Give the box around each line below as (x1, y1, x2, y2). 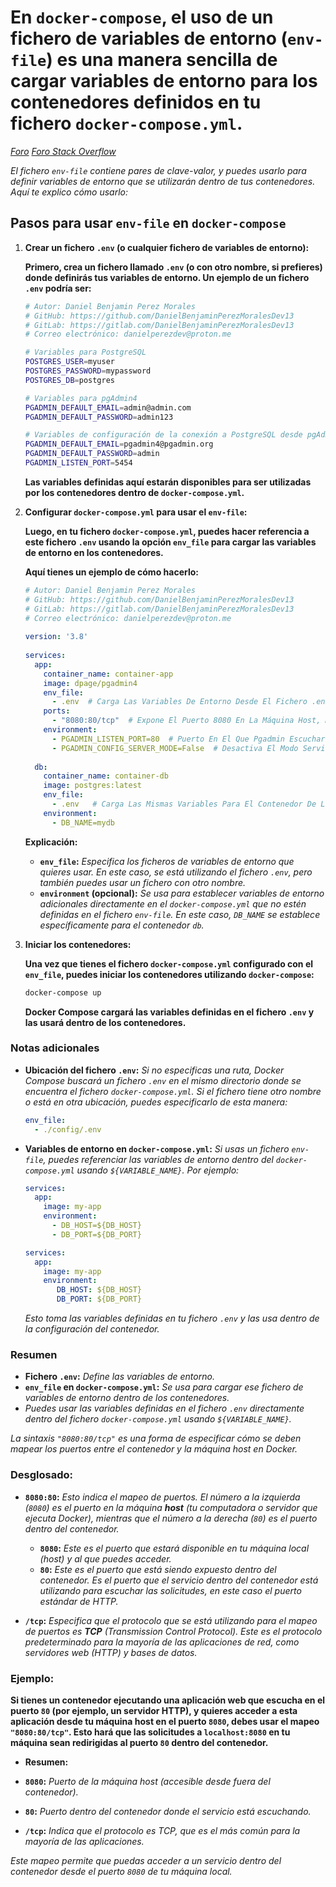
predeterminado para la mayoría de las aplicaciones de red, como (24, 1636, 300, 1648)
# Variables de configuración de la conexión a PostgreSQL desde (24, 430, 303, 440)
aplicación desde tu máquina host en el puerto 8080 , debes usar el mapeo (10, 1715, 320, 1727)
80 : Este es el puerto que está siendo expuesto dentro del (39, 1563, 277, 1575)
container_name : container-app (43, 669, 174, 679)
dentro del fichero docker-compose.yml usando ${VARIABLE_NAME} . (24, 1413, 292, 1425)
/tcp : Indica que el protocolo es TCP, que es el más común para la (24, 1824, 301, 1836)
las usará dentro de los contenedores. (24, 1016, 187, 1028)
